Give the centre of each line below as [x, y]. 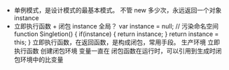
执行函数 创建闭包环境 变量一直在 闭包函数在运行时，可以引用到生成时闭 [118, 51]
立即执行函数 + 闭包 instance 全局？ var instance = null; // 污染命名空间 [116, 26]
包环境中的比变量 [39, 60]
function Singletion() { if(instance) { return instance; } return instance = [116, 34]
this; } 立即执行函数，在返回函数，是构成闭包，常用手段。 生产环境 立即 [117, 42]
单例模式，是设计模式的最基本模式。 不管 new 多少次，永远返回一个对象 [118, 10]
